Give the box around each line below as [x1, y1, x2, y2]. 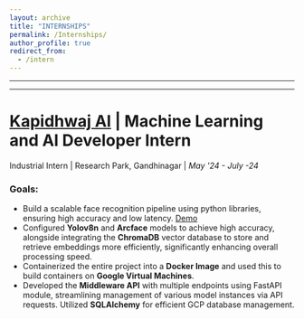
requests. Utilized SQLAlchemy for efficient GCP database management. [22, 299, 295, 310]
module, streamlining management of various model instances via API [22, 290, 283, 301]
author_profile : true [9, 38, 91, 48]
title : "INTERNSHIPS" [9, 22, 91, 31]
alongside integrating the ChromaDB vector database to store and [22, 232, 270, 243]
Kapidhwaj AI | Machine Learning [9, 111, 264, 132]
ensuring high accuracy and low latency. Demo [22, 213, 198, 224]
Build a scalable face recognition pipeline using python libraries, [22, 203, 261, 214]
